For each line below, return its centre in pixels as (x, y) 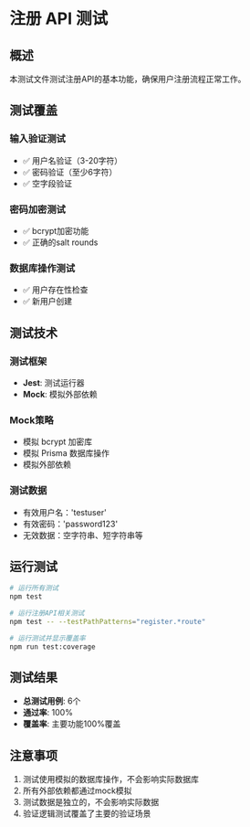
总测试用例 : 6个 (52, 701)
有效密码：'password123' (70, 524)
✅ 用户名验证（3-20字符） (73, 160)
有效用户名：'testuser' (64, 512)
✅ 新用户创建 (47, 302)
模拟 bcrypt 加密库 (57, 442)
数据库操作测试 (42, 268)
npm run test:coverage (52, 647)
